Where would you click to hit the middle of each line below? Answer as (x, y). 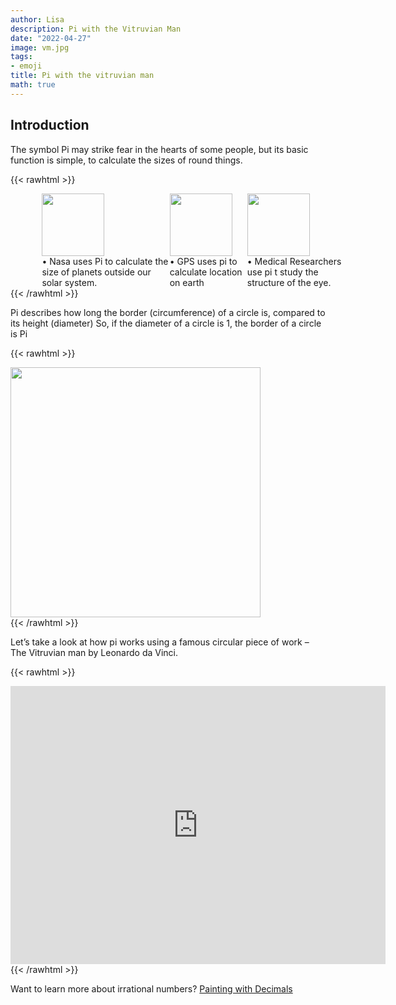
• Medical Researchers (294, 261)
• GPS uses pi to (203, 261)
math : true (33, 85)
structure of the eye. (289, 282)
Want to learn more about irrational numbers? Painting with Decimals (151, 988)
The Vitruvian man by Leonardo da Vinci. (94, 652)
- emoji (26, 66)
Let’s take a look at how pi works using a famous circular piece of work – (160, 642)
